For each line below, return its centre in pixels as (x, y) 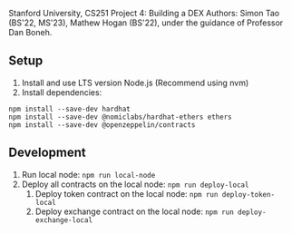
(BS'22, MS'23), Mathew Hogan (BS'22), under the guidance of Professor (146, 23)
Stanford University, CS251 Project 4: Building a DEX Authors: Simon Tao (144, 13)
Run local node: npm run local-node (88, 174)
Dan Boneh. (30, 32)
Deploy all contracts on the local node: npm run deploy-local (135, 184)
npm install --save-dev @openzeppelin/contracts (102, 125)
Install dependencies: (62, 92)
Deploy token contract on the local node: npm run (127, 193)
